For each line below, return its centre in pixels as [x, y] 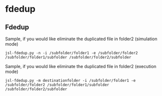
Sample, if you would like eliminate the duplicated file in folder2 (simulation [81, 39]
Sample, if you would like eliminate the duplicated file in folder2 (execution [81, 66]
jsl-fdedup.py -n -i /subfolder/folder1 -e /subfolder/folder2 [72, 53]
